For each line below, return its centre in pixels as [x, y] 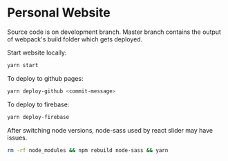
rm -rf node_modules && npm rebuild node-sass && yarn [88, 150]
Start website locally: [37, 53]
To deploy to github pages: [46, 78]
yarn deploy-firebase [38, 117]
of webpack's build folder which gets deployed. [75, 39]
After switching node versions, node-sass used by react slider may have [110, 130]
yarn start [23, 65]
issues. [17, 138]
